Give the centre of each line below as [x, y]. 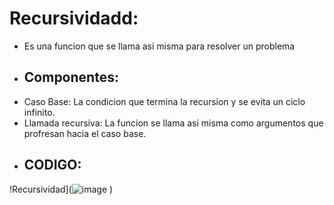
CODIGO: [52, 165]
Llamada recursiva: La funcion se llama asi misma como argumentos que [173, 123]
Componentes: [71, 77]
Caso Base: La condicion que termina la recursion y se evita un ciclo [164, 101]
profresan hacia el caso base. [85, 133]
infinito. [39, 112]
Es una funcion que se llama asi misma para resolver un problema [159, 46]
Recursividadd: [74, 18]
